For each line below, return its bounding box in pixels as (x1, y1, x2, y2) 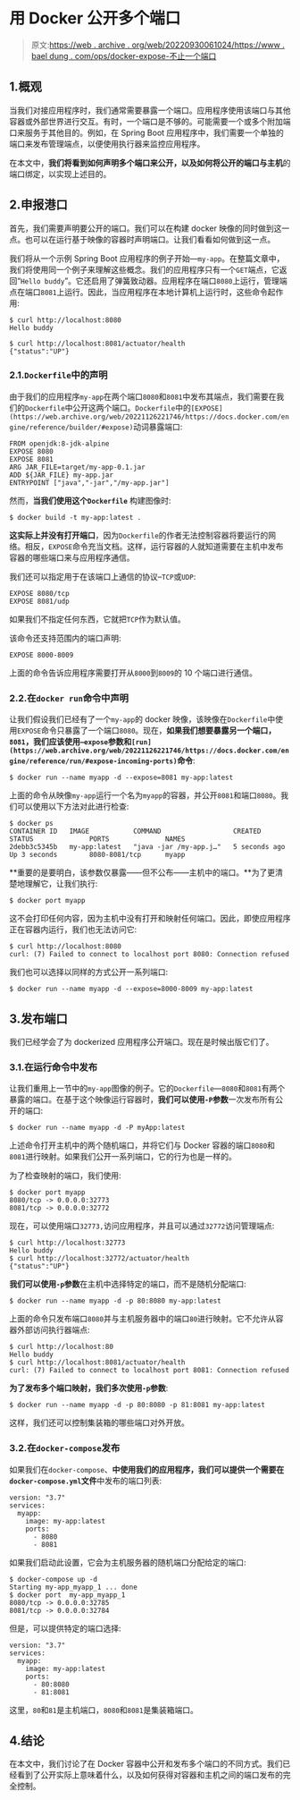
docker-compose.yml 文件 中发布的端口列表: (9, 1475, 162, 1486)
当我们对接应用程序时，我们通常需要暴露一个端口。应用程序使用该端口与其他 (9, 105, 291, 115)
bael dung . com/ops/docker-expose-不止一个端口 (30, 50, 217, 61)
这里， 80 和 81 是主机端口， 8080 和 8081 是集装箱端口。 (9, 1704, 198, 1715)
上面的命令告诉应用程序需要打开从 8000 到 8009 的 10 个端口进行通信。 (9, 667, 257, 678)
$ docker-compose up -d (9, 1575, 98, 1583)
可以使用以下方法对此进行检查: (16, 802, 129, 812)
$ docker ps (9, 819, 54, 828)
